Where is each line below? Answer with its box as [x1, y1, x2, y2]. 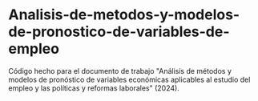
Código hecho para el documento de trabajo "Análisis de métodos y [8, 66, 232, 75]
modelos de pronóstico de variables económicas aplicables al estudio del [8, 75, 251, 84]
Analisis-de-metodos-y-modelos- [8, 6, 240, 24]
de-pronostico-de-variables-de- [8, 22, 230, 41]
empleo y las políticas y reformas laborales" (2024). [8, 83, 180, 93]
